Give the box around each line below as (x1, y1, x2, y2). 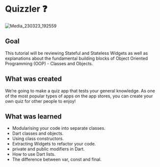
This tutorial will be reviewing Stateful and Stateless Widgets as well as (5, 50, 148, 56)
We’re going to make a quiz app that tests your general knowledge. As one (5, 88, 155, 94)
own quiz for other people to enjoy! (5, 98, 76, 104)
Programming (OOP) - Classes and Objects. (5, 60, 93, 66)
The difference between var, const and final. (12, 157, 102, 163)
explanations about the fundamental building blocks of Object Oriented (5, 55, 148, 61)
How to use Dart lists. (12, 151, 56, 157)
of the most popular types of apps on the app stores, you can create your (5, 93, 153, 99)
